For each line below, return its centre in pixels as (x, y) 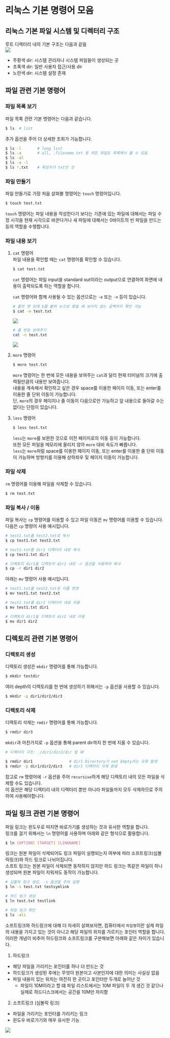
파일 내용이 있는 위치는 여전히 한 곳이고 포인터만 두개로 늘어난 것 (76, 979)
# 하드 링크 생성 (20, 896)
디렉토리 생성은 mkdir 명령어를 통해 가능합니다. (52, 667)
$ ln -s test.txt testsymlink (37, 887)
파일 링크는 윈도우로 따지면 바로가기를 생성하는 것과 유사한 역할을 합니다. (77, 827)
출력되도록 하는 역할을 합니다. (51, 286)
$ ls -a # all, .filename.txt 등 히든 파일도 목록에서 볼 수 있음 (76, 153)
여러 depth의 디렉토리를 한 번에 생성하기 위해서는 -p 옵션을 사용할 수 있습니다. (83, 687)
